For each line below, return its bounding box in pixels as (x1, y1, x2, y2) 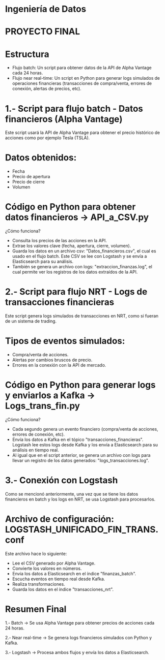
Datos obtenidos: (5, 152, 77, 163)
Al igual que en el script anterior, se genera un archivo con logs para (12, 452, 151, 458)
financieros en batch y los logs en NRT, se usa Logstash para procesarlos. (5, 496, 156, 502)
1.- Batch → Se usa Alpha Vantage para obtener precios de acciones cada (5, 620, 155, 626)
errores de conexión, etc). (12, 431, 65, 437)
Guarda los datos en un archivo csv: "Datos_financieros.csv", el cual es (12, 248, 156, 254)
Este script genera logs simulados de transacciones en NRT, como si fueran (5, 313, 159, 319)
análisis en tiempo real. (12, 447, 59, 453)
